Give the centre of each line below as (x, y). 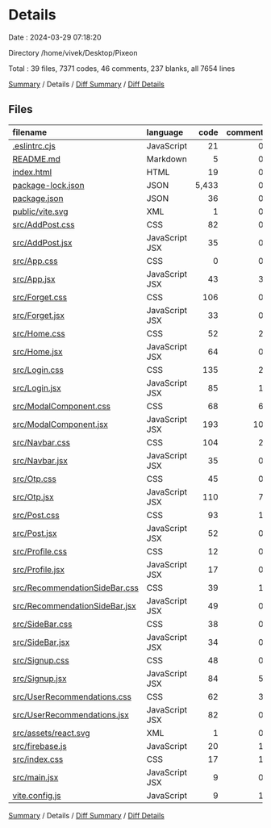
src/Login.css (38, 370)
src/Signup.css (41, 660)
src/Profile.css (40, 551)
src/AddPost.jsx (42, 242)
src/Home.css (39, 333)
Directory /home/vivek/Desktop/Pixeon (73, 52)
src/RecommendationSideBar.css (76, 588)
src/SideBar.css (42, 624)
